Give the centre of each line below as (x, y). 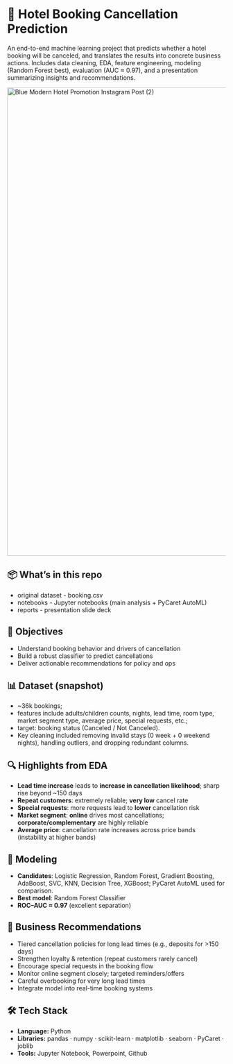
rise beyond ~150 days (50, 793)
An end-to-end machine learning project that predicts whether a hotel (107, 48)
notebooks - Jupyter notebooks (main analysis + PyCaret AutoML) (112, 602)
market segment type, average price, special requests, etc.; (102, 720)
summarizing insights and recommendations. (71, 77)
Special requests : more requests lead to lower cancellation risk (108, 808)
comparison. (35, 890)
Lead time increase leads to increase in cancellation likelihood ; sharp (118, 786)
